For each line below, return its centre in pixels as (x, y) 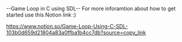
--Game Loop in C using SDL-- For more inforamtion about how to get (91, 9)
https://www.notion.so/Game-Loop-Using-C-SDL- (67, 26)
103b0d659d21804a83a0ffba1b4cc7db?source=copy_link (76, 33)
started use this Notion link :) (41, 15)
